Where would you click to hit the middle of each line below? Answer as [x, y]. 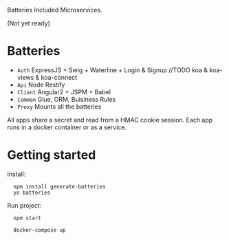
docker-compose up [40, 230]
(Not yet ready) [29, 23]
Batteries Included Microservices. [55, 10]
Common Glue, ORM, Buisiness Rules [66, 99]
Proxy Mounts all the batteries [59, 107]
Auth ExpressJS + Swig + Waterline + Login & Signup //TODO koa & [112, 70]
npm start [27, 218]
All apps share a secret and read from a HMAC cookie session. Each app [110, 120]
